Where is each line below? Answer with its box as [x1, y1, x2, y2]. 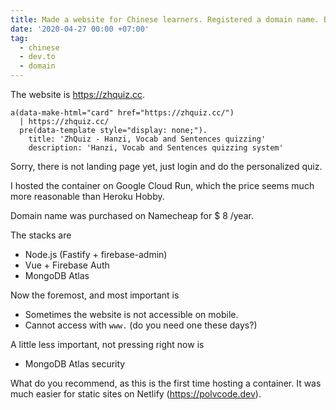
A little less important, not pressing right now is [10, 339, 205, 350]
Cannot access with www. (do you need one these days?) [24, 319, 258, 331]
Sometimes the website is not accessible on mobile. [24, 309, 239, 320]
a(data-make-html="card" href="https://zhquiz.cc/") [10, 108, 235, 118]
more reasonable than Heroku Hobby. [10, 191, 165, 202]
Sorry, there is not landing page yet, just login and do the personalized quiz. [10, 161, 323, 172]
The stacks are [10, 229, 72, 241]
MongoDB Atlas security [24, 358, 126, 370]
